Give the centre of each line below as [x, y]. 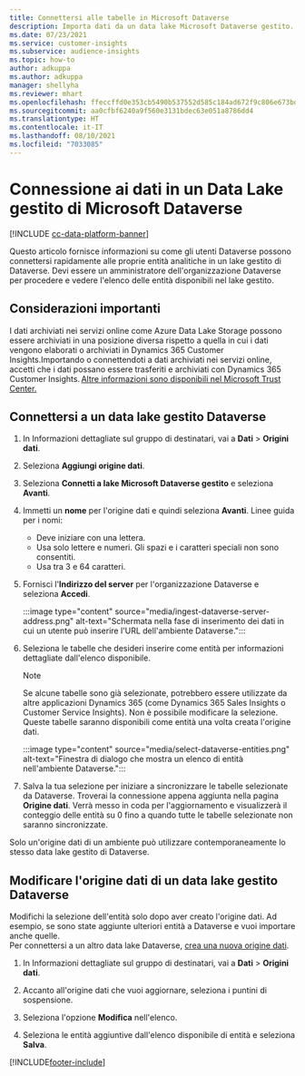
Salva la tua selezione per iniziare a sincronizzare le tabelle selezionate [155, 787]
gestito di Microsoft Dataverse [126, 208]
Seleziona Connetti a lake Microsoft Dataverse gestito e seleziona [148, 484]
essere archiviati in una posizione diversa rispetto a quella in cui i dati [139, 340]
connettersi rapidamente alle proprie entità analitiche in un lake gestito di [145, 260]
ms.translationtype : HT [54, 119]
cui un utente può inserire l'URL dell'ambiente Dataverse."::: [134, 631]
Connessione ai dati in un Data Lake [147, 189]
